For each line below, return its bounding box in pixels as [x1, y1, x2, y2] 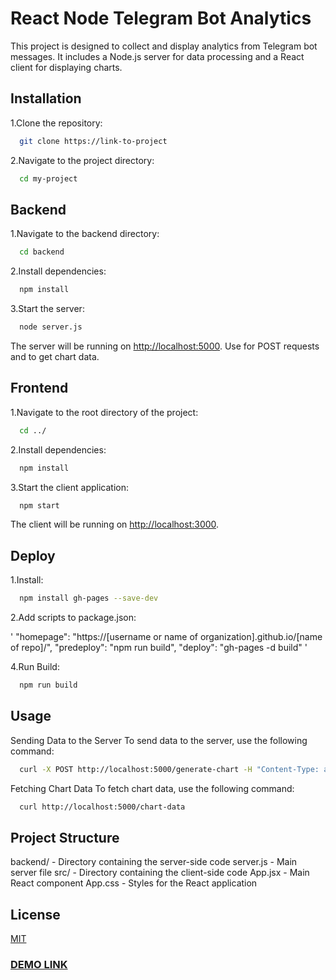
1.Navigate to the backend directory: [10, 228, 160, 240]
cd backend [19, 247, 65, 257]
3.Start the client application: [10, 481, 130, 493]
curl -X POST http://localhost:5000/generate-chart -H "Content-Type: [19, 764, 320, 774]
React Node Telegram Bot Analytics [10, 7, 312, 30]
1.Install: [10, 574, 44, 586]
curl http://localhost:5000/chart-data [19, 802, 186, 812]
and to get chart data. [10, 350, 100, 362]
